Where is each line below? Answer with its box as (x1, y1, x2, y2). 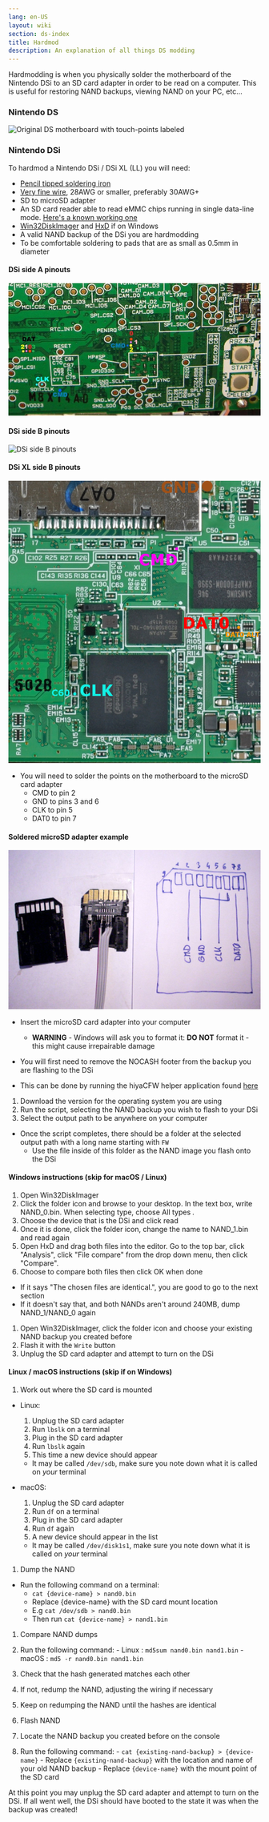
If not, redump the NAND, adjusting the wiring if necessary (19, 1684, 214, 1694)
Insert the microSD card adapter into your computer (19, 1017, 191, 1026)
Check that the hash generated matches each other (19, 1669, 191, 1679)
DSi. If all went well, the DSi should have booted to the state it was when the (8, 1796, 259, 1805)
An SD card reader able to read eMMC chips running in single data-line (19, 204, 255, 214)
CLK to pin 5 (31, 805, 74, 814)
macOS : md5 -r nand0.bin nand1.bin (19, 1653, 144, 1663)
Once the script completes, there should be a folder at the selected (19, 1129, 242, 1138)
